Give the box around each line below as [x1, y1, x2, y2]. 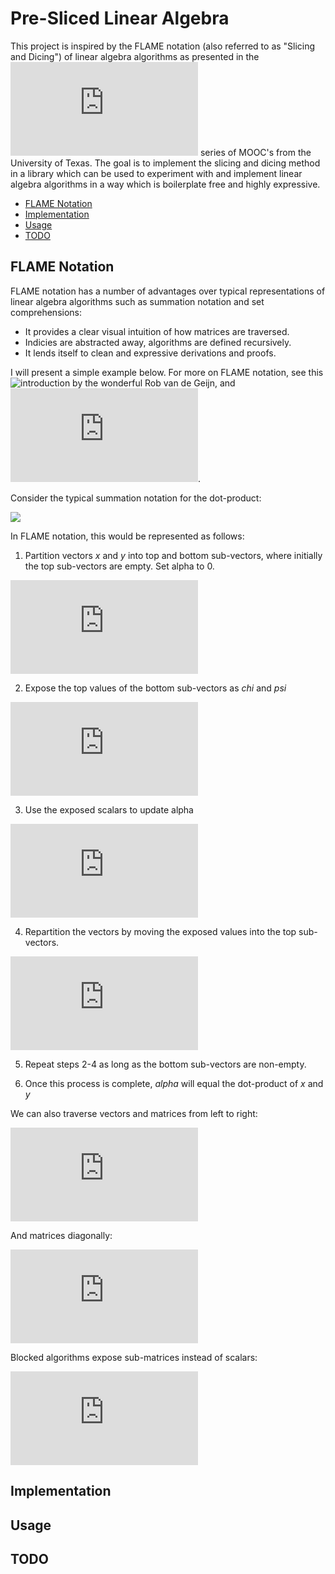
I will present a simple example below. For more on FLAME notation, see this [10, 366, 324, 378]
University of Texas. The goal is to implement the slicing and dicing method [10, 157, 321, 169]
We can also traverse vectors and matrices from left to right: [10, 1107, 258, 1119]
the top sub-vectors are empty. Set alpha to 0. [24, 560, 215, 572]
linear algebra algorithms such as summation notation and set [10, 295, 265, 307]
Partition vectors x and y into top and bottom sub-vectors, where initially [24, 549, 323, 561]
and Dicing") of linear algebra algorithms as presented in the [10, 50, 260, 62]
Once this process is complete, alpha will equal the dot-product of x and [24, 1077, 324, 1089]
